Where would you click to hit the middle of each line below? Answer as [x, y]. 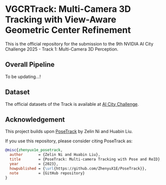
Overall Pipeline [30, 65]
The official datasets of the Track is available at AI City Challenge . [72, 104]
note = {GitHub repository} [47, 173]
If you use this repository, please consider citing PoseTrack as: [69, 141]
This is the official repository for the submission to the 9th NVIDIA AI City [79, 44]
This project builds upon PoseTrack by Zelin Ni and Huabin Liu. [69, 132]
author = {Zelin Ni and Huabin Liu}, [55, 155]
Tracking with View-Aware [61, 20]
